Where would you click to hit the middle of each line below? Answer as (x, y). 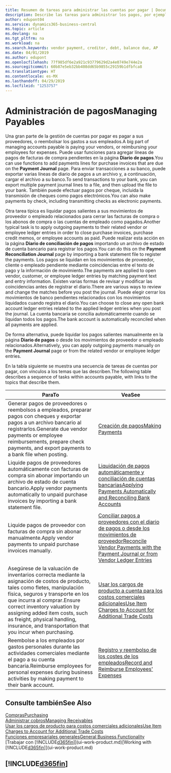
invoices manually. (30, 550)
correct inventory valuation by (44, 606)
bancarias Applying (121, 485)
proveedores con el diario (129, 522)
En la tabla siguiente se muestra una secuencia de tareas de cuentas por (81, 366)
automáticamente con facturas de (48, 469)
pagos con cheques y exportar (45, 416)
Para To (51, 394)
